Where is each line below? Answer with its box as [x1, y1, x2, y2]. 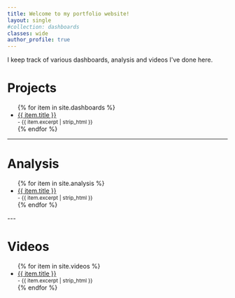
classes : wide [7, 29, 49, 37]
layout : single [7, 17, 52, 24]
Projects [7, 80, 57, 96]
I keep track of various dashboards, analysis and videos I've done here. [7, 55, 213, 64]
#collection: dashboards [7, 23, 80, 30]
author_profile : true [7, 36, 71, 43]
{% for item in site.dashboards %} [17, 103, 115, 112]
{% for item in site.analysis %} [17, 180, 105, 187]
